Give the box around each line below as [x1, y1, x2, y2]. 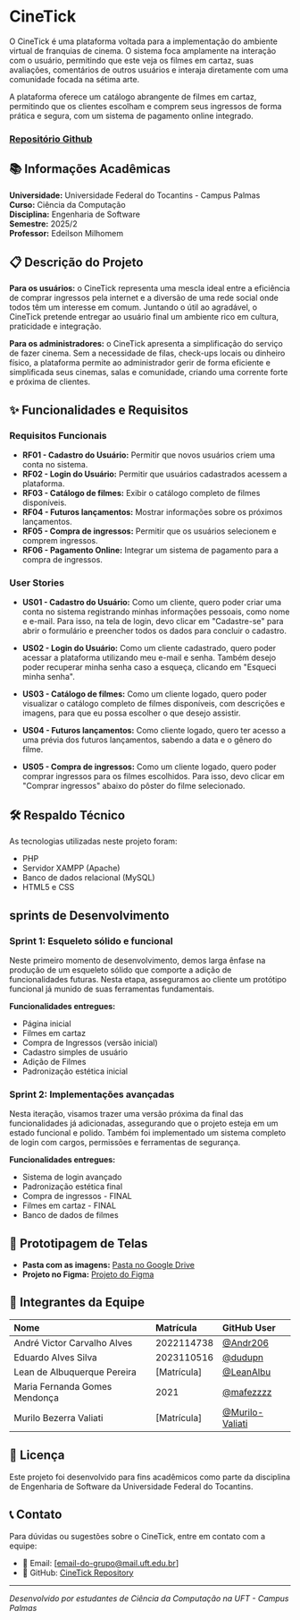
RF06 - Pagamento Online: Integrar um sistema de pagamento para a [21, 544, 279, 556]
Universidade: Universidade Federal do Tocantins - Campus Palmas [9, 190, 261, 201]
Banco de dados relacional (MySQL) [21, 872, 155, 883]
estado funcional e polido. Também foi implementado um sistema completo [9, 1127, 287, 1138]
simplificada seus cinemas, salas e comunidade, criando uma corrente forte [9, 367, 288, 378]
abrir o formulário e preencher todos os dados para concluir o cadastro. [21, 625, 287, 637]
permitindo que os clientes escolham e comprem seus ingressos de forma [9, 100, 282, 111]
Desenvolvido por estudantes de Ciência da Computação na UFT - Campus [9, 1592, 289, 1604]
